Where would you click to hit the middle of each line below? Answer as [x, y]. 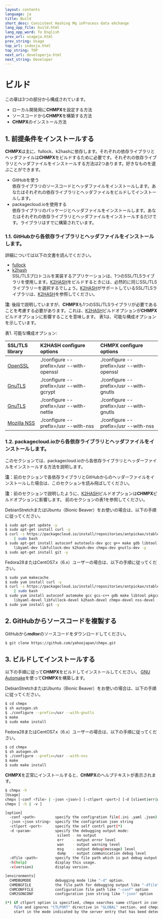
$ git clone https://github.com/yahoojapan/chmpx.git [61, 643]
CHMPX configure [122, 345]
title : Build [18, 19]
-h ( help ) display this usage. [53, 863]
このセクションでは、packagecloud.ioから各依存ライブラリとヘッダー [75, 460]
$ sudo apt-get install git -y [37, 552]
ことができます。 [26, 169]
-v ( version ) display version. [50, 867]
